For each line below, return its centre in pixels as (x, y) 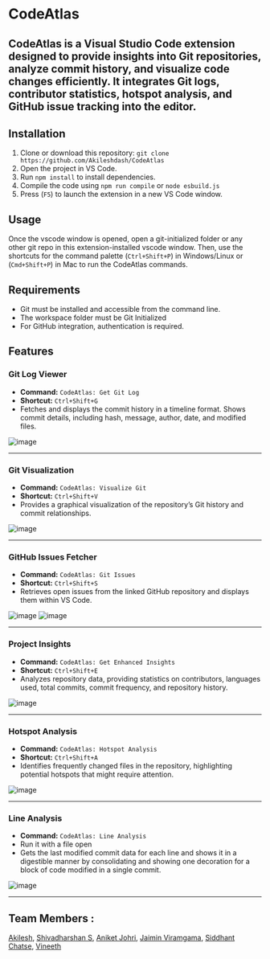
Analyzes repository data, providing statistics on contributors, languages (140, 678)
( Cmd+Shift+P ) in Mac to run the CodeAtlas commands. (98, 264)
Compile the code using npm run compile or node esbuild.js (120, 186)
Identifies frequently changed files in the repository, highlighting (126, 765)
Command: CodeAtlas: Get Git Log (80, 391)
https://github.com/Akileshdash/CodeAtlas (92, 161)
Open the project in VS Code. (69, 169)
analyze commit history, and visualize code (119, 69)
